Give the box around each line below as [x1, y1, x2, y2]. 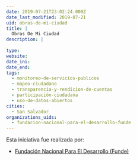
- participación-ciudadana [11, 92, 78, 98]
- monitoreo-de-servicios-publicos [11, 75, 100, 81]
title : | [6, 25, 28, 32]
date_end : [6, 64, 31, 70]
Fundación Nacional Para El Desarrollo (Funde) [14, 147, 129, 155]
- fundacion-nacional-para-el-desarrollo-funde [11, 120, 132, 126]
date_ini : [6, 59, 31, 64]
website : [6, 53, 28, 59]
